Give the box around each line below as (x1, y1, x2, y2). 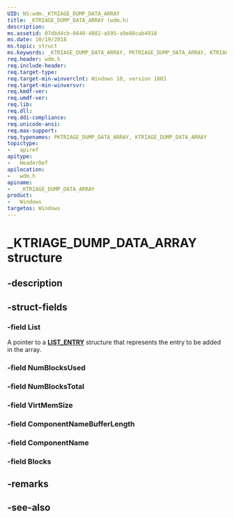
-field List (7, 322, 40, 332)
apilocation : (7, 165, 45, 173)
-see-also (7, 502, 51, 514)
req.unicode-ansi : (7, 120, 61, 128)
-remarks (7, 478, 49, 490)
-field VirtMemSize (7, 400, 73, 410)
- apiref (7, 147, 39, 154)
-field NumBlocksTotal (7, 381, 85, 391)
